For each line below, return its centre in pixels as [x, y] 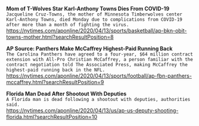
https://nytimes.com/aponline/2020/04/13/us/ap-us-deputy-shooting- [92, 110]
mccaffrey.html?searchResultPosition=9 [55, 82]
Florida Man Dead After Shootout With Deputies [66, 94]
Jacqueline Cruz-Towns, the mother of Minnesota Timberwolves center [94, 14]
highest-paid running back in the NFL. [56, 70]
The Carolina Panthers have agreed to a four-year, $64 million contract [100, 54]
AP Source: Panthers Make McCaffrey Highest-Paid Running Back [89, 48]
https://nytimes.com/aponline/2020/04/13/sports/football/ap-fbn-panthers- [99, 76]
